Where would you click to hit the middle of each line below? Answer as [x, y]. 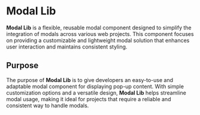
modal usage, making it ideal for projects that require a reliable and [89, 99]
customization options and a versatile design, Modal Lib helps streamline [96, 93]
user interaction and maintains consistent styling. [67, 47]
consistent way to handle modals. [48, 105]
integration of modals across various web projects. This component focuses [100, 34]
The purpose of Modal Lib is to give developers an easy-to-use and [90, 80]
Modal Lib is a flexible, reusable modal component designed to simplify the [99, 28]
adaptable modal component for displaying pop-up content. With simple [95, 86]
